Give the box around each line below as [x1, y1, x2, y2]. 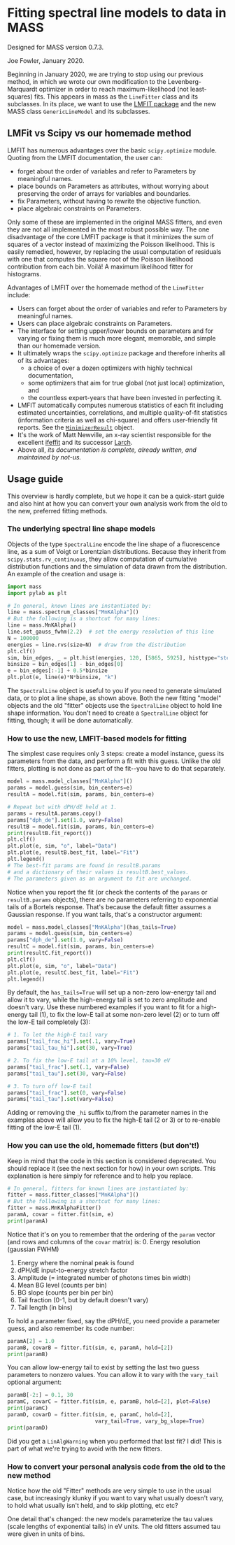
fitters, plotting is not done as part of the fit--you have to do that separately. [7, 764, 226, 773]
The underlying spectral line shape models [7, 524, 156, 534]
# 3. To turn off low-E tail [7, 1083, 92, 1090]
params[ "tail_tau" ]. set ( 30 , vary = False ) [7, 1070, 127, 1077]
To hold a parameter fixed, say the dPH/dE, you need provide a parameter [7, 1316, 220, 1325]
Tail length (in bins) [17, 1303, 73, 1311]
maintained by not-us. [17, 453, 82, 461]
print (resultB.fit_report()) [7, 830, 92, 836]
